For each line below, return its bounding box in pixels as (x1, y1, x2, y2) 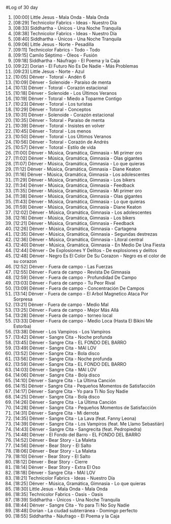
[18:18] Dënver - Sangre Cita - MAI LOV (13, 469, 96, 476)
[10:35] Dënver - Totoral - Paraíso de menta (13, 117, 105, 123)
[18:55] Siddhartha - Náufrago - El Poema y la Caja (13, 513, 120, 519)
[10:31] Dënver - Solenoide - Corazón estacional (13, 112, 114, 118)
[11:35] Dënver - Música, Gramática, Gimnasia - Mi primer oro (13, 188, 142, 193)
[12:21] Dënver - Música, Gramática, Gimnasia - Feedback (13, 220, 134, 226)
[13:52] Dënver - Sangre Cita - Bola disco (13, 351, 100, 356)
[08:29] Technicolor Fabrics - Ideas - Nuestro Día (13, 20, 117, 26)
